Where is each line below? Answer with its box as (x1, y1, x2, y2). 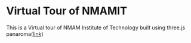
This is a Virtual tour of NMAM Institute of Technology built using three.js (6, 24, 186, 31)
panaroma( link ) (6, 30, 44, 37)
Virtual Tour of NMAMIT (6, 4, 127, 18)
